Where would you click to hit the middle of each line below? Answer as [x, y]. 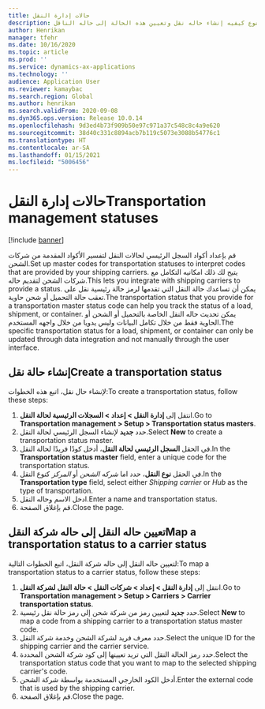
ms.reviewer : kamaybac [45, 89]
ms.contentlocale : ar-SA [49, 148]
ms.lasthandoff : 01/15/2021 [54, 155]
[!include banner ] [36, 240]
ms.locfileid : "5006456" [49, 163]
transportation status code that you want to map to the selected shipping [138, 662]
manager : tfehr [33, 38]
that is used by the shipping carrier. [77, 688]
